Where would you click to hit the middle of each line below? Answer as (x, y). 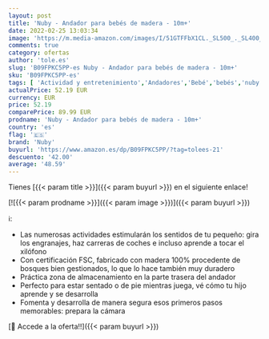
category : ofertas (39, 53)
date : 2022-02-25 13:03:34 (53, 30)
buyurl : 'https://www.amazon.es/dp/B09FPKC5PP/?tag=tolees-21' (116, 150)
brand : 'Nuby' (32, 142)
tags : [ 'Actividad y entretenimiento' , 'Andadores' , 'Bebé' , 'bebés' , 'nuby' (136, 82)
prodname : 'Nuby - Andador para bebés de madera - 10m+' (105, 120)
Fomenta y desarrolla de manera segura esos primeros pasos (121, 303)
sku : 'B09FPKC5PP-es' (44, 75)
